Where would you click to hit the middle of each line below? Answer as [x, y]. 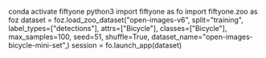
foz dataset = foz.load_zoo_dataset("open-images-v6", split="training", [126, 20]
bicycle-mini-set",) [39, 45]
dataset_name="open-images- [202, 37]
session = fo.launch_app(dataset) [127, 45]
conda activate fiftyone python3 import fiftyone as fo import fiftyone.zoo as [133, 12]
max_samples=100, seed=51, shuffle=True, [79, 37]
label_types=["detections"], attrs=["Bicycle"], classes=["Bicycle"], [118, 28]
